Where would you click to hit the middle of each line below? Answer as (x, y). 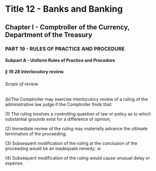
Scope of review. (22, 84)
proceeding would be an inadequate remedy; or (53, 148)
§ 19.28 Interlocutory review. (35, 72)
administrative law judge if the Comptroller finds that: (59, 104)
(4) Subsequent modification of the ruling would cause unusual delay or (78, 158)
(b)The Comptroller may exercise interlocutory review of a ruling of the (77, 99)
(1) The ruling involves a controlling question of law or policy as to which (78, 114)
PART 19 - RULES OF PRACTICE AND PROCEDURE (65, 49)
